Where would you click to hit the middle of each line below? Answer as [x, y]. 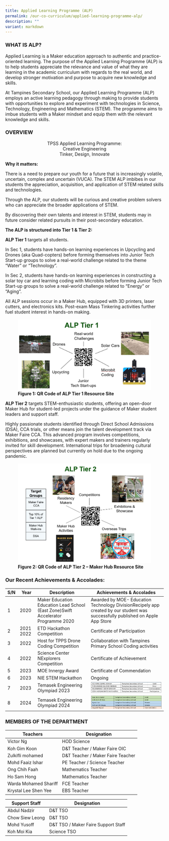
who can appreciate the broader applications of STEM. [62, 205]
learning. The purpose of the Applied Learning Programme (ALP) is [93, 61]
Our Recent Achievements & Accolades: [55, 580]
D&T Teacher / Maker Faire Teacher [99, 755]
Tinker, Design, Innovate [84, 154]
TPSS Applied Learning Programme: [84, 143]
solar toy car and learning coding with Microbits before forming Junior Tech [84, 281]
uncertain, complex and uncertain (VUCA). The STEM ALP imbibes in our [81, 179]
